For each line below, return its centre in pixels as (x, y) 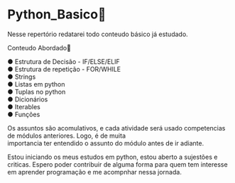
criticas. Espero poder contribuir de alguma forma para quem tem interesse (118, 164)
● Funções (24, 114)
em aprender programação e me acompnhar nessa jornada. (95, 172)
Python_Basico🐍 (57, 15)
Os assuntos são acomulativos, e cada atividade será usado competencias (116, 128)
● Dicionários (28, 99)
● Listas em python (36, 84)
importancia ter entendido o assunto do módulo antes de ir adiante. (106, 143)
